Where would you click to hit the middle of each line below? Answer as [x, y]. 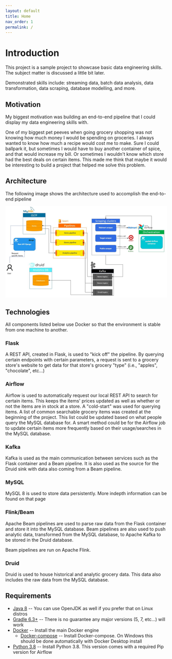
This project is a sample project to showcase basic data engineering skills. [84, 67]
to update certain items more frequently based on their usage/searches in [83, 428]
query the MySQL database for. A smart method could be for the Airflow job [85, 423]
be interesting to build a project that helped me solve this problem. [75, 165]
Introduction [32, 53]
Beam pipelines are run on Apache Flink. [48, 550]
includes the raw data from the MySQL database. [57, 580]
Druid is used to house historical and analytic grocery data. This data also [83, 574]
